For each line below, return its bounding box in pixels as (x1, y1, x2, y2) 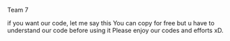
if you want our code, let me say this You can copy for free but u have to (7, 19, 215, 27)
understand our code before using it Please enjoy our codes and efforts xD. (7, 27, 224, 34)
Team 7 (7, 6, 29, 14)
